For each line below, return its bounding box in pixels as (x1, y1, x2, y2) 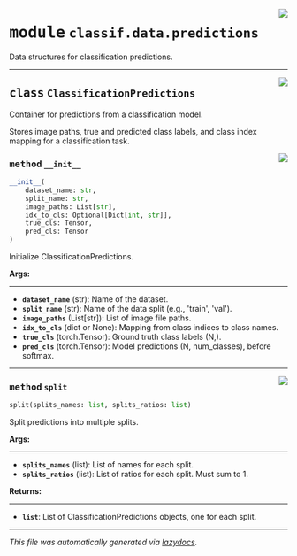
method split (9, 381, 68, 393)
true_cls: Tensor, (25, 219, 93, 228)
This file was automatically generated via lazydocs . (9, 537, 198, 548)
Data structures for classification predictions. (9, 51, 174, 62)
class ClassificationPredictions (9, 86, 196, 101)
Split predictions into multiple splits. (9, 417, 139, 428)
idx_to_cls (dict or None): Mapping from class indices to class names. (21, 322, 279, 333)
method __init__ (9, 158, 81, 170)
